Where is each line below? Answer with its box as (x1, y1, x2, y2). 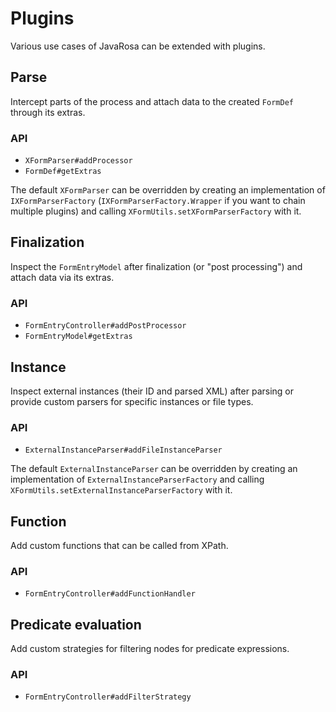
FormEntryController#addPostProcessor (24, 321, 187, 331)
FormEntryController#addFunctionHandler (24, 589, 196, 599)
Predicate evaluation (10, 616, 142, 633)
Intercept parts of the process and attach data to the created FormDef (10, 95, 294, 107)
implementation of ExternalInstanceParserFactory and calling (10, 473, 265, 486)
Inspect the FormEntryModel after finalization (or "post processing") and (10, 260, 303, 272)
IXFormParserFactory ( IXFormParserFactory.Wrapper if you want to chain (10, 195, 306, 207)
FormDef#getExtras (24, 167, 102, 177)
